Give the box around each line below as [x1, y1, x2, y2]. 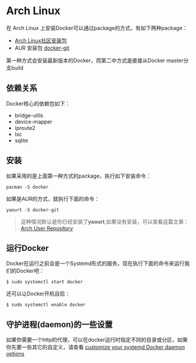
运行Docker [6, 243, 49, 253]
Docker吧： [16, 267, 45, 274]
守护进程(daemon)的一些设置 [6, 319, 113, 329]
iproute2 [14, 124, 35, 131]
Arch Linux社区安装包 [14, 37, 67, 44]
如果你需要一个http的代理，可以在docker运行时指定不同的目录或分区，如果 [6, 336, 188, 344]
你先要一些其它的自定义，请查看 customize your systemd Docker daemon [6, 344, 185, 351]
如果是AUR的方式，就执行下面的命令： [6, 195, 100, 202]
